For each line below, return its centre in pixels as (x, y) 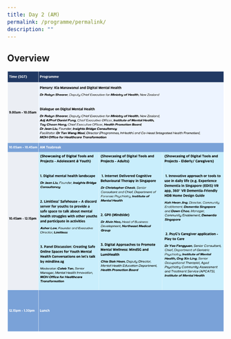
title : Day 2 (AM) (33, 15)
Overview (29, 58)
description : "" (30, 29)
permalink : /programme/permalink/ (57, 22)
